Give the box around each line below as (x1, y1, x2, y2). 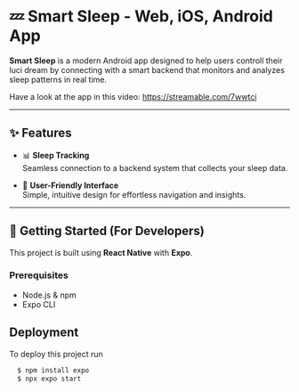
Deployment (9, 325, 79, 340)
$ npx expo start (17, 374, 82, 383)
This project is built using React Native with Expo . (9, 247, 193, 257)
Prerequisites (9, 269, 69, 282)
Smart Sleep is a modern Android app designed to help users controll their (9, 55, 283, 66)
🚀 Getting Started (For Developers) (9, 224, 205, 239)
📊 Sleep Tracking (21, 150, 90, 160)
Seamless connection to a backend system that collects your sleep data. (21, 162, 288, 173)
